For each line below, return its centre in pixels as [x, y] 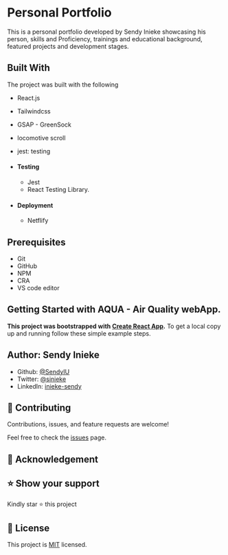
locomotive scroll [41, 138]
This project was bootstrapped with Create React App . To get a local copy [114, 326]
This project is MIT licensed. [47, 545]
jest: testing [34, 151]
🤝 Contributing [39, 407]
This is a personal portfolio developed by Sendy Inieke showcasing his [106, 32]
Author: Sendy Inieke [53, 355]
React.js [28, 98]
